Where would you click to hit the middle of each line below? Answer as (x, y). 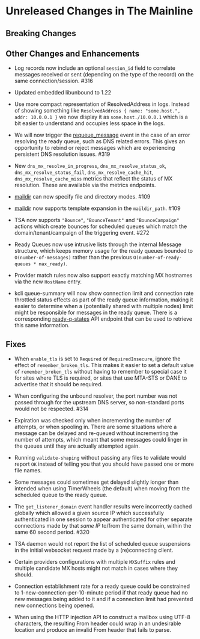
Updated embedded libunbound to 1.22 (63, 93)
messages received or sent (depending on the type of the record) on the (104, 75)
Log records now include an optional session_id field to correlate (95, 68)
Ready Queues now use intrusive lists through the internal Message (98, 244)
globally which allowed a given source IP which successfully (89, 513)
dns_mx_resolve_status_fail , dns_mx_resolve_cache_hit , (84, 172)
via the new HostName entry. (48, 282)
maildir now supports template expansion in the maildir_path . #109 (97, 208)
